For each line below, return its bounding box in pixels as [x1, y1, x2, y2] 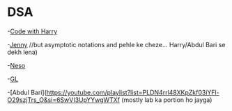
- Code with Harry [7, 27, 58, 35]
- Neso [7, 61, 26, 69]
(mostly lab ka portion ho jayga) [121, 95, 212, 104]
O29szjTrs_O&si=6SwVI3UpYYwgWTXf [7, 95, 121, 104]
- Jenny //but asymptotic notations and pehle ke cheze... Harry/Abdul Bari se [7, 40, 226, 49]
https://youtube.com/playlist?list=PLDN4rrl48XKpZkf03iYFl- [46, 88, 219, 96]
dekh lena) [7, 48, 38, 56]
